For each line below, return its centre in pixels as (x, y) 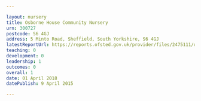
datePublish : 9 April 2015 (40, 84)
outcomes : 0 (21, 67)
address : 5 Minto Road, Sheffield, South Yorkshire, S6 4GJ (83, 39)
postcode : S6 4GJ (28, 33)
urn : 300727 (21, 28)
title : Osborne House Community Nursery (57, 22)
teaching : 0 (21, 51)
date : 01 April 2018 (32, 78)
